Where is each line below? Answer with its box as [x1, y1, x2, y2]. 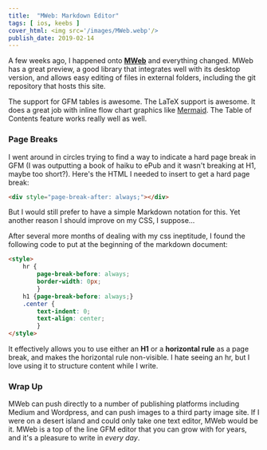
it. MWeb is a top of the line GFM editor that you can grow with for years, [8, 424, 247, 434]
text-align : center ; [37, 315, 105, 323]
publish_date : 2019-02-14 [8, 34, 94, 42]
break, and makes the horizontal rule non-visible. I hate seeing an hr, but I [8, 352, 250, 362]
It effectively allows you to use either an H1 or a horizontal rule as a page [8, 344, 249, 354]
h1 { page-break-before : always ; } [22, 293, 134, 301]
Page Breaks [8, 133, 58, 145]
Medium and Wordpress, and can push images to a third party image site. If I [8, 408, 260, 417]
